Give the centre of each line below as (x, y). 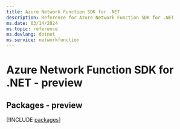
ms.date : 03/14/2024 (32, 23)
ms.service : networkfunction (43, 40)
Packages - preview (44, 105)
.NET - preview (44, 83)
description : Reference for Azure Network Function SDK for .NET (90, 18)
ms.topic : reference (32, 29)
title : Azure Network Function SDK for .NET (63, 12)
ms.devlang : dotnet (31, 35)
